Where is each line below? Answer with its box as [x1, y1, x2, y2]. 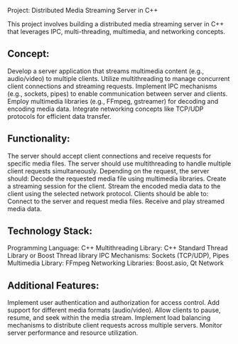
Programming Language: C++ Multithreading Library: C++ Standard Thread [7, 244, 229, 252]
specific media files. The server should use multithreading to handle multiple [7, 159, 232, 168]
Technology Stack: [7, 225, 93, 237]
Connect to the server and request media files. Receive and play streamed [7, 197, 225, 205]
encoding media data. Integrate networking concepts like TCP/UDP [7, 104, 204, 113]
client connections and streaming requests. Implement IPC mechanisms [7, 82, 217, 90]
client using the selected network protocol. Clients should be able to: [7, 189, 209, 198]
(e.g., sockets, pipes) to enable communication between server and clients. [7, 89, 228, 98]
